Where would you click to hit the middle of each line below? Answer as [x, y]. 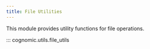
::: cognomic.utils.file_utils [38, 40]
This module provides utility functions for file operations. [75, 28]
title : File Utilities [34, 12]
